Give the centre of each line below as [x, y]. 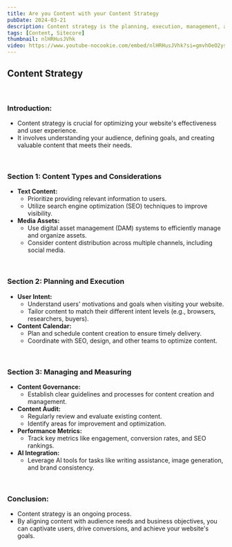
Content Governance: [49, 387]
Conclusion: [28, 499]
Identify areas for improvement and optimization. [97, 423]
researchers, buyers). [58, 318]
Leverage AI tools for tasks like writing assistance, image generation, [125, 460]
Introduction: [30, 108]
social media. [46, 250]
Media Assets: [38, 221]
